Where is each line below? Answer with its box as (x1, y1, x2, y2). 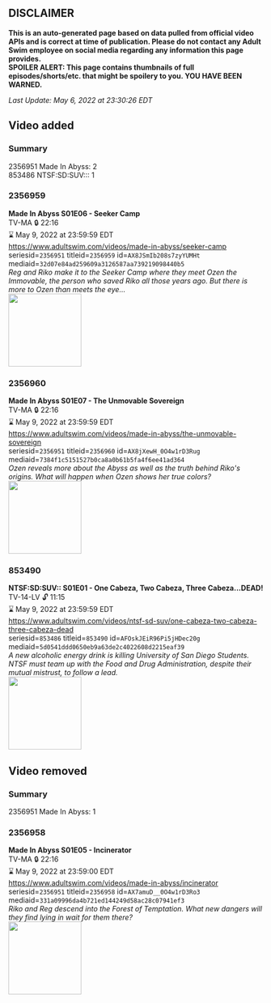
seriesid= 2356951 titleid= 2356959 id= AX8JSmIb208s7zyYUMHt (8, 250, 201, 260)
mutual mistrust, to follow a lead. (8, 668, 119, 678)
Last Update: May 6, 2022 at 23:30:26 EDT (8, 95, 153, 104)
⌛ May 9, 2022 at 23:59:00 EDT (8, 866, 115, 877)
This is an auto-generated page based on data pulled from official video (8, 28, 255, 37)
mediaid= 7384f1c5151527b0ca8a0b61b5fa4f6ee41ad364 (8, 455, 184, 465)
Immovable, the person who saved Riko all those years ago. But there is (8, 275, 248, 286)
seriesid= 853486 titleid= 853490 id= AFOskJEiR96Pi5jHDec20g (8, 633, 201, 643)
